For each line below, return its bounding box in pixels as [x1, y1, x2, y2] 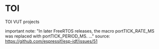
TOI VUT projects [5, 19, 40, 24]
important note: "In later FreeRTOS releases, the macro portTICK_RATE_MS [5, 28, 155, 34]
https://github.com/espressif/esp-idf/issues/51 [5, 38, 98, 44]
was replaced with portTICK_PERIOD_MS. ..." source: [5, 33, 110, 39]
